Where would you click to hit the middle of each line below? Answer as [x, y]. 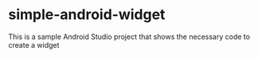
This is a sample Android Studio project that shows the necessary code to [129, 37]
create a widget [34, 44]
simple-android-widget [87, 15]
